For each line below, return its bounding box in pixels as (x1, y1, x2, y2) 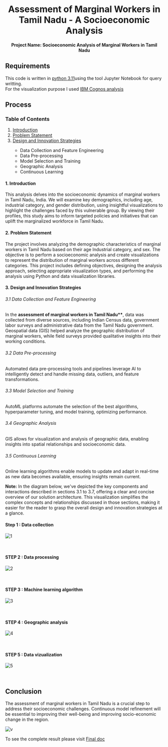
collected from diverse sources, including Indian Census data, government (5, 317, 159, 323)
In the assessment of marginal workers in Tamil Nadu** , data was (5, 312, 144, 318)
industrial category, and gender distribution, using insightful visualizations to (5, 202, 163, 208)
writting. (5, 81, 23, 87)
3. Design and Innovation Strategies (5, 284, 81, 290)
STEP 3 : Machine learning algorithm (5, 586, 83, 592)
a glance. (5, 510, 25, 516)
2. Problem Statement (5, 230, 52, 236)
